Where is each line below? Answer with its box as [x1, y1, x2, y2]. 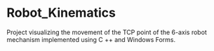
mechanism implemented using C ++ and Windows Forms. [6, 35, 176, 43]
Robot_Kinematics [6, 5, 116, 21]
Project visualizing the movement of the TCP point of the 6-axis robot [6, 28, 208, 36]
